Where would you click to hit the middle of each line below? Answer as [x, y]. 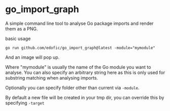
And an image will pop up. [32, 57]
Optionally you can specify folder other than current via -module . [72, 88]
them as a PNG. [22, 28]
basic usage [18, 39]
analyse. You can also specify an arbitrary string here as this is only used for [85, 72]
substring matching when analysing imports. [52, 78]
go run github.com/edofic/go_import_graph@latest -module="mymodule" [80, 48]
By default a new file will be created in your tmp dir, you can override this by [85, 97]
